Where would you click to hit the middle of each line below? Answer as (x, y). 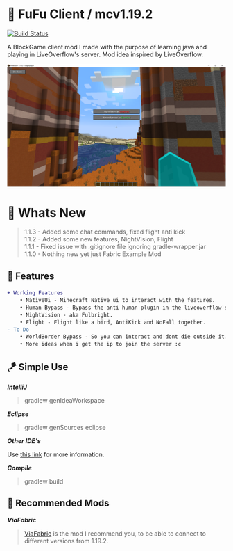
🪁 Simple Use (38, 367)
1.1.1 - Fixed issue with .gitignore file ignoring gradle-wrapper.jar (115, 247)
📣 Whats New (47, 213)
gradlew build (44, 481)
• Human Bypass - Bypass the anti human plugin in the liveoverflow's (124, 308)
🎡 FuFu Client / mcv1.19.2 (80, 14)
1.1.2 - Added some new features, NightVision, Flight (98, 239)
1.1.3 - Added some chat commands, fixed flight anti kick (105, 232)
